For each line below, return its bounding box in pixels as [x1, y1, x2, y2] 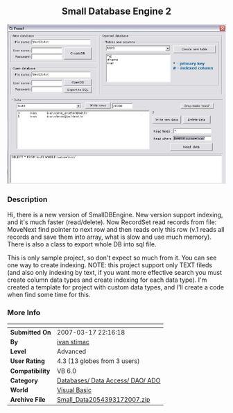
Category [10, 376, 38, 385]
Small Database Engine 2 [61, 6, 172, 17]
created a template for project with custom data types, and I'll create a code [7, 283, 224, 291]
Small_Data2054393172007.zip [56, 396, 150, 404]
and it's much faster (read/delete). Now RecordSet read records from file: [7, 218, 217, 226]
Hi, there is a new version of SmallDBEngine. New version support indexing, [7, 210, 223, 219]
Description [7, 194, 48, 204]
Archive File [10, 396, 46, 404]
